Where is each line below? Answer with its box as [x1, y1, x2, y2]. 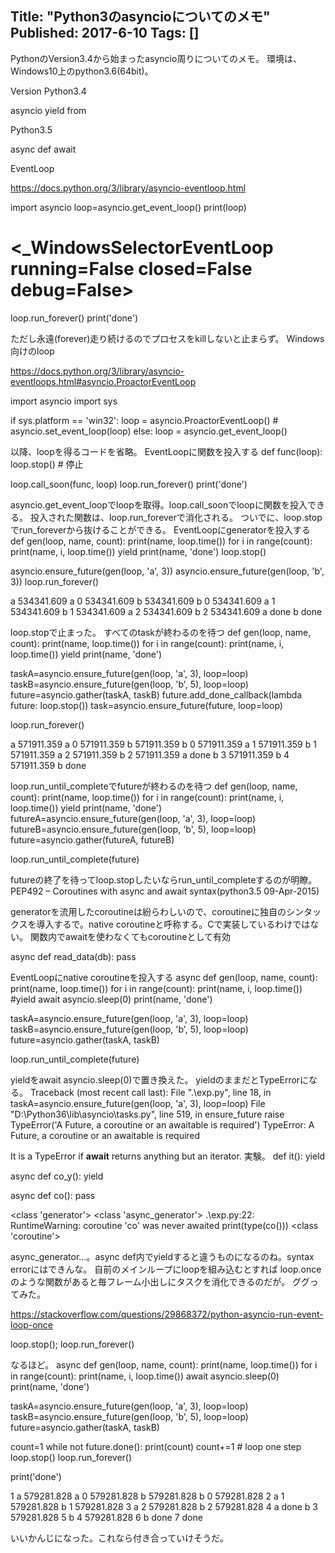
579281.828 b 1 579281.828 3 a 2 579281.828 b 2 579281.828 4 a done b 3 [10, 1500, 318, 1512]
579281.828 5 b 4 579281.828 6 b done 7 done [10, 1511, 203, 1523]
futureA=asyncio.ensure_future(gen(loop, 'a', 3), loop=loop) [10, 812, 256, 824]
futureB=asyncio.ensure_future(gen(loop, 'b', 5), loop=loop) [10, 823, 257, 835]
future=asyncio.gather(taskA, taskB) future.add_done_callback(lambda [10, 688, 303, 701]
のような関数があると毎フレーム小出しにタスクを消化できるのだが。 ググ [10, 1275, 310, 1287]
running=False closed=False [10, 258, 253, 280]
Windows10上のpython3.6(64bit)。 [10, 65, 154, 77]
